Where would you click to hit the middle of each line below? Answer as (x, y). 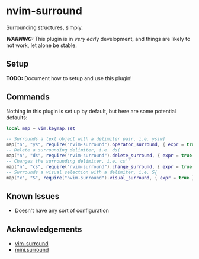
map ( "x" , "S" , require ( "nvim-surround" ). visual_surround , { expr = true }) (102, 178)
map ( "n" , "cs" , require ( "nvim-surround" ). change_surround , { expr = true (99, 167)
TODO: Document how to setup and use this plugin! (69, 78)
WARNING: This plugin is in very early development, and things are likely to (98, 39)
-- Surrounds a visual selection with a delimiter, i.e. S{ (82, 172)
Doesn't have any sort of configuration (62, 211)
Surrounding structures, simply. (44, 27)
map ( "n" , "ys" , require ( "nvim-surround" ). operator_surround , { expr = (95, 145)
